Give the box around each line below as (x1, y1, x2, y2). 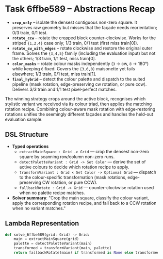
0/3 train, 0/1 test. (12, 30, 48, 35)
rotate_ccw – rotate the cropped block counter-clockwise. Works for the (12, 35, 156, 41)
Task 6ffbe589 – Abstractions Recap (5, 3, 155, 15)
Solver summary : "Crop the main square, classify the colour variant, (12, 195, 149, 201)
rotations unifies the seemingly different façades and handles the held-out (5, 111, 154, 117)
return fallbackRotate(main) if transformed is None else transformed (14, 250, 160, 255)
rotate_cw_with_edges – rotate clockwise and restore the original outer (12, 45, 153, 51)
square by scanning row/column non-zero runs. (19, 154, 115, 160)
